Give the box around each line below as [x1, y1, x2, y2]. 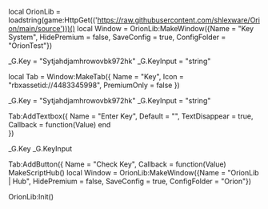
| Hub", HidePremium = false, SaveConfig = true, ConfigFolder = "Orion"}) [8, 176, 252, 186]
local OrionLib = [8, 7, 62, 16]
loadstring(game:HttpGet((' [8, 15, 98, 25]
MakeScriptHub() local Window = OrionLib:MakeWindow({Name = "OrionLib [8, 168, 259, 177]
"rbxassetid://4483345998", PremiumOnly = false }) [8, 80, 180, 90]
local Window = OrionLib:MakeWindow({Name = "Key [77, 24, 254, 33]
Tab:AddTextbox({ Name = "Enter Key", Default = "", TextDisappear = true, [8, 111, 254, 121]
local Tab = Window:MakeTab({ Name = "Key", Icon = [8, 72, 184, 81]
